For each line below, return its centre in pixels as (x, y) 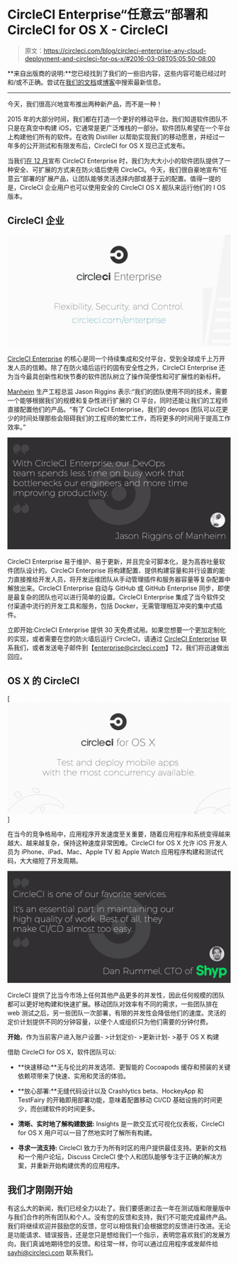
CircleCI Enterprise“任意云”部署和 (108, 15)
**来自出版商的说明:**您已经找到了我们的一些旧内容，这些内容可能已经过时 (117, 73)
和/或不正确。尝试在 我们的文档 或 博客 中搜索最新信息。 (86, 82)
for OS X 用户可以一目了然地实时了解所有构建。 (87, 1133)
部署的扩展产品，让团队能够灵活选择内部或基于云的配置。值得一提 (119, 178)
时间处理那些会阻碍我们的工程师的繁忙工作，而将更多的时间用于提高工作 (125, 418)
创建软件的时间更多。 (68, 1108)
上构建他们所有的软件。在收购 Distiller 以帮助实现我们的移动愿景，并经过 (113, 136)
